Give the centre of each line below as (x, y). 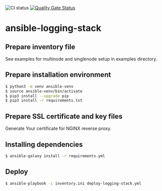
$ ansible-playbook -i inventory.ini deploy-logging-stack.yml (73, 183)
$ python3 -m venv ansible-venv (39, 86)
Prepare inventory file (40, 47)
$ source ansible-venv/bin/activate (44, 91)
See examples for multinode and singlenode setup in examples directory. (81, 59)
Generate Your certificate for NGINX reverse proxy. (58, 128)
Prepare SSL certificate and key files (64, 116)
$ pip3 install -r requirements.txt (44, 101)
